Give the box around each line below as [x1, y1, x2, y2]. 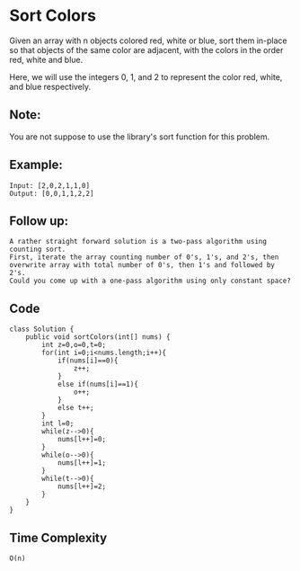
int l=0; [41, 419, 75, 428]
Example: [9, 157, 63, 173]
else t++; [57, 404, 94, 413]
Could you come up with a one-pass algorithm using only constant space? [9, 276, 292, 286]
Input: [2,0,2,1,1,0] [9, 181, 91, 190]
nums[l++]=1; [57, 459, 106, 468]
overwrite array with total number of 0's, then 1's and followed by [9, 261, 276, 270]
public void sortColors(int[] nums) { [25, 333, 171, 342]
